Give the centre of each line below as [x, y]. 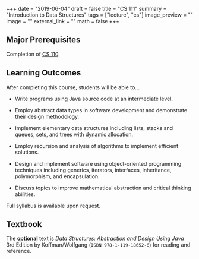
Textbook [24, 224]
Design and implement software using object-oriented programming [98, 163]
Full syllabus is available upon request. [53, 206]
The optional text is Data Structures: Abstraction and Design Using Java [95, 239]
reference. [19, 251]
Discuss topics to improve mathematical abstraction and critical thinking [103, 188]
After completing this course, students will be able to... [73, 87]
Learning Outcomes [44, 73]
